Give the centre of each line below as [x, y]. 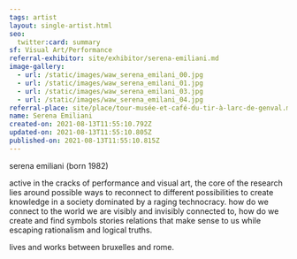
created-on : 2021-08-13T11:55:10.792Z [80, 125]
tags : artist [33, 17]
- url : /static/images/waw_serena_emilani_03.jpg [110, 91]
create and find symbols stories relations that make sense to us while [135, 220]
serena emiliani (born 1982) [59, 165]
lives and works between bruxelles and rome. [92, 247]
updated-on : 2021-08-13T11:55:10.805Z [80, 133]
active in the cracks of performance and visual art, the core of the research [146, 183]
